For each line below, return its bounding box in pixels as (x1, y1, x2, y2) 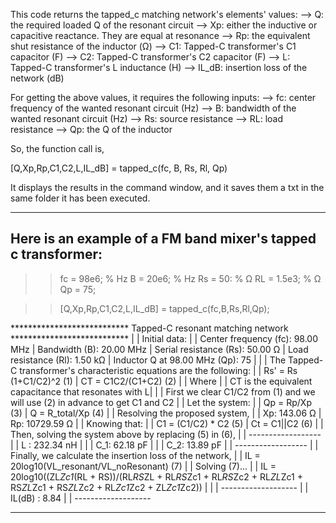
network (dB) (10, 72, 65, 84)
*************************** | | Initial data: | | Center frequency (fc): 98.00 (10, 332, 319, 344)
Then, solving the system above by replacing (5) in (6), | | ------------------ (10, 428, 322, 440)
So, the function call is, (10, 143, 105, 154)
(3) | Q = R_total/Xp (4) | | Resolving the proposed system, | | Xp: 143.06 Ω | (10, 407, 322, 419)
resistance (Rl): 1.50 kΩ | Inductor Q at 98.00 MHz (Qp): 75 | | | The (10, 354, 287, 366)
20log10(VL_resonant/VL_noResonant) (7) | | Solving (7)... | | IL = (10, 460, 277, 472)
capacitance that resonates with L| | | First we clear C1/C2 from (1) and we (10, 385, 316, 398)
